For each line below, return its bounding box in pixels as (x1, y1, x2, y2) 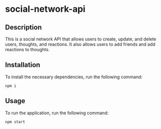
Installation (5, 61, 40, 69)
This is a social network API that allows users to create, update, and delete (5, 36, 157, 42)
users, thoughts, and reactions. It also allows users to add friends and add (5, 41, 156, 47)
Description (5, 23, 42, 32)
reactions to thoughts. (5, 47, 50, 52)
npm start (5, 119, 26, 124)
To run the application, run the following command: (5, 110, 109, 116)
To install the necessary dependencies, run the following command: (5, 74, 143, 80)
